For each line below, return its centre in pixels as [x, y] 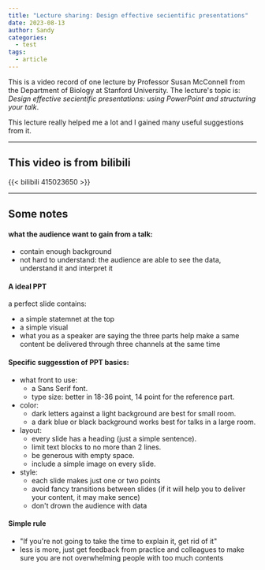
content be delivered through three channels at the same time [120, 345]
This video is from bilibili [69, 163]
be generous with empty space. [83, 455]
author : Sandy [32, 30]
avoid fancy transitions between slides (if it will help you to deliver [138, 489]
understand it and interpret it [66, 268]
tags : [17, 52]
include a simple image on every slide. [93, 464]
